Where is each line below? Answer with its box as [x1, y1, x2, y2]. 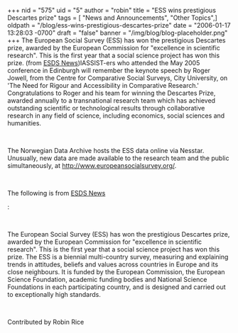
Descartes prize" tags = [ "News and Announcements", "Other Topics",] [7, 13, 218, 22]
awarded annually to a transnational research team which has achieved [7, 96, 215, 105]
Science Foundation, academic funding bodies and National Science [7, 276, 207, 283]
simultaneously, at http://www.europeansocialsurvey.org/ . [7, 162, 177, 169]
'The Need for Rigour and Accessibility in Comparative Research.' [7, 81, 200, 89]
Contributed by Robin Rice [7, 318, 85, 326]
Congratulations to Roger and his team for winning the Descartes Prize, [7, 89, 216, 97]
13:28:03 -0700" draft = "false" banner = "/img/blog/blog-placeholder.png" [7, 28, 228, 37]
